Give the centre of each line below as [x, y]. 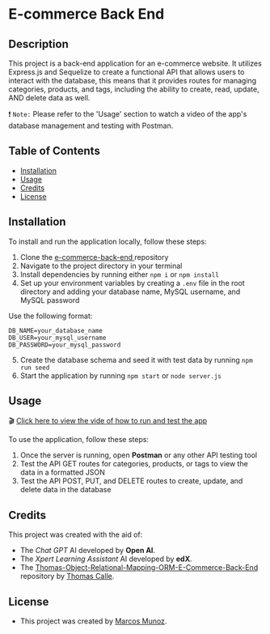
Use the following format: [51, 316]
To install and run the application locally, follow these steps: [108, 241]
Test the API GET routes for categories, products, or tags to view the [134, 464]
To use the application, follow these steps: [79, 440]
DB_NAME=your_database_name [56, 330]
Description [38, 44]
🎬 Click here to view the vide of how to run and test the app [108, 421]
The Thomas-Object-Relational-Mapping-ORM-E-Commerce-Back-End [139, 568]
